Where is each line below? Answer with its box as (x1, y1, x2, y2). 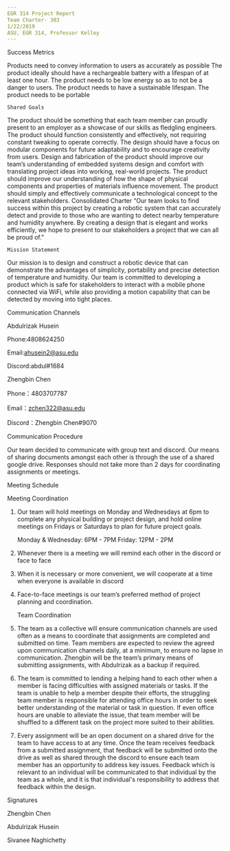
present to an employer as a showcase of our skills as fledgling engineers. (7, 123, 218, 132)
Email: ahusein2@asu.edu (7, 348, 79, 357)
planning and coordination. (16, 598, 93, 606)
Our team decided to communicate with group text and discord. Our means (7, 445, 220, 454)
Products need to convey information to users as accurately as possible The (7, 61, 223, 70)
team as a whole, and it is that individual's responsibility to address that (16, 775, 220, 784)
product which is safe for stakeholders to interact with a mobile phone (7, 280, 205, 289)
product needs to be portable (7, 91, 91, 99)
